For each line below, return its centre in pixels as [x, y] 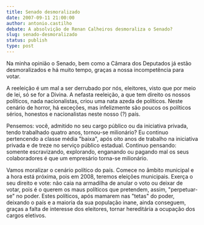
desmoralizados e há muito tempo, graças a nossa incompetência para [95, 70]
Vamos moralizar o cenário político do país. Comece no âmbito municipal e [100, 170]
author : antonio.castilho [39, 23]
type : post [20, 46]
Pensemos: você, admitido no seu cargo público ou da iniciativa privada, [97, 126]
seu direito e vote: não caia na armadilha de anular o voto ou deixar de [95, 183]
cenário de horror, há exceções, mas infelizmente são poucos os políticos [99, 107]
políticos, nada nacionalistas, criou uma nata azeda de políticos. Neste [95, 101]
